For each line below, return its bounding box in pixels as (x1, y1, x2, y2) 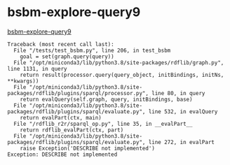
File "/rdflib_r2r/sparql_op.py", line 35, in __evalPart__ (13, 120, 193, 127)
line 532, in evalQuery (148, 108, 218, 115)
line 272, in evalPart (148, 138, 215, 145)
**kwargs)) (7, 78, 39, 85)
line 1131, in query (7, 65, 68, 72)
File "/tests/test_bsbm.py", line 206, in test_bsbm (13, 47, 171, 54)
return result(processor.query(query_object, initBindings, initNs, (20, 71, 224, 78)
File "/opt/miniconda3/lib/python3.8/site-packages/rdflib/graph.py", (13, 59, 224, 66)
